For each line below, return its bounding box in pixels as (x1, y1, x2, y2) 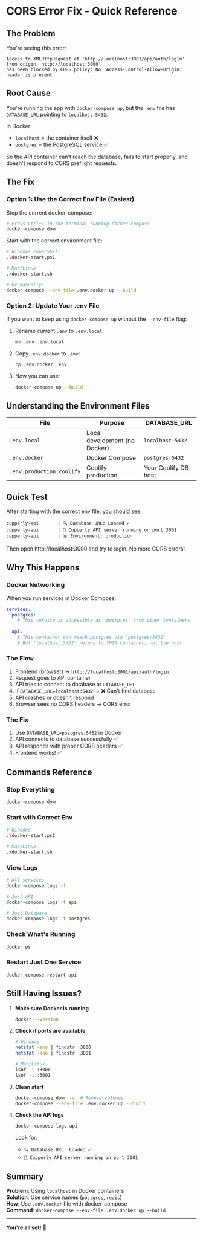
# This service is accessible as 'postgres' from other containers (17, 618, 190, 624)
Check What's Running (6, 930, 76, 938)
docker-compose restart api (6, 972, 77, 978)
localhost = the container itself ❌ (14, 134, 98, 141)
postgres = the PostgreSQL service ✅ (14, 141, 109, 148)
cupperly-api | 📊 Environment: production (6, 533, 133, 539)
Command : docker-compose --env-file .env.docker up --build (6, 1207, 166, 1214)
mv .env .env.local (14, 338, 65, 345)
